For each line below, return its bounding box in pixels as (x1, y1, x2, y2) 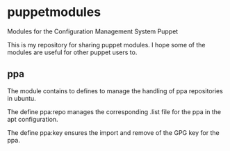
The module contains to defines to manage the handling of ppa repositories (7, 86, 224, 95)
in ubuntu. (7, 94, 36, 102)
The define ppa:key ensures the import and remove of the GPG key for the (7, 128, 220, 136)
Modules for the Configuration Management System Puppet (7, 27, 179, 35)
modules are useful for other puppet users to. (7, 48, 138, 56)
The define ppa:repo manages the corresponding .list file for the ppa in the (7, 107, 221, 116)
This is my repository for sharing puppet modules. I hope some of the (7, 40, 206, 49)
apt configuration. (7, 115, 58, 123)
